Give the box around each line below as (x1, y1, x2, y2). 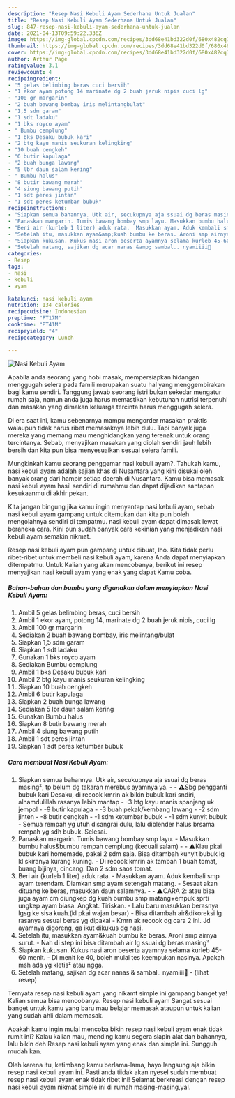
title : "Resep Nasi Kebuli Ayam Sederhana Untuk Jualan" (8, 17, 177, 24)
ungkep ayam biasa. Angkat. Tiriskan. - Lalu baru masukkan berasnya (17, 901, 219, 910)
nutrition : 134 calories (8, 301, 80, 309)
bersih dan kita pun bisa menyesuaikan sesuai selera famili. (8, 446, 179, 454)
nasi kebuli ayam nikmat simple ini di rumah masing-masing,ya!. (8, 1083, 191, 1092)
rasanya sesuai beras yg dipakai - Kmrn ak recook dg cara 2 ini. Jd (17, 917, 211, 925)
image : (8, 36, 27, 43)
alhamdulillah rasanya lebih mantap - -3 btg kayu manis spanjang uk (17, 798, 215, 806)
